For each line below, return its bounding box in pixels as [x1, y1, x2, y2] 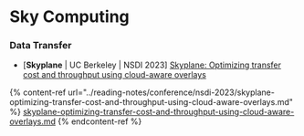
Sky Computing [9, 6, 130, 27]
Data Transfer [9, 39, 72, 52]
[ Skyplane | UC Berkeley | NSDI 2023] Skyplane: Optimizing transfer [22, 59, 281, 70]
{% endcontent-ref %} [58, 116, 142, 127]
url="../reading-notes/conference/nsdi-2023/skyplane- [68, 87, 276, 98]
